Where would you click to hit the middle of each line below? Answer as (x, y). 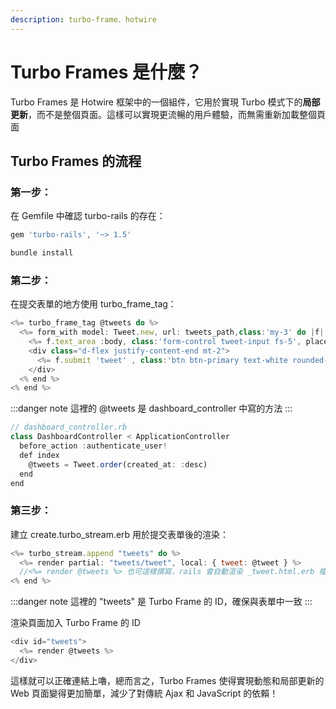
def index (39, 455)
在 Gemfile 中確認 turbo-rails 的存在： (88, 216)
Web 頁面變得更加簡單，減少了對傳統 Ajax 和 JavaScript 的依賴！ (144, 693)
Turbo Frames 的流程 (76, 161)
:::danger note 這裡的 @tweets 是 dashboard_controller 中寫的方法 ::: (151, 408)
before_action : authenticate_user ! (93, 446)
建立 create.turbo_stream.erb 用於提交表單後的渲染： (120, 534)
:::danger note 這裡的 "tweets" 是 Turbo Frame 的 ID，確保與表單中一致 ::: (161, 602)
